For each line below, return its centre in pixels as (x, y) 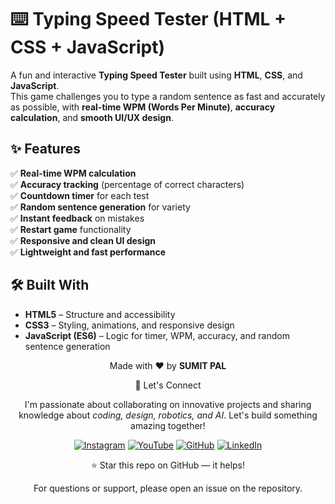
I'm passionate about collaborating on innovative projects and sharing (168, 404)
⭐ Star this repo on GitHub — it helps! (168, 465)
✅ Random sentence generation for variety (100, 207)
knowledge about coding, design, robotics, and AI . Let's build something (168, 415)
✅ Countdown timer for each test (80, 195)
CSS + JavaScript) (87, 47)
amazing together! (168, 425)
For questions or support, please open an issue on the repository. (168, 488)
